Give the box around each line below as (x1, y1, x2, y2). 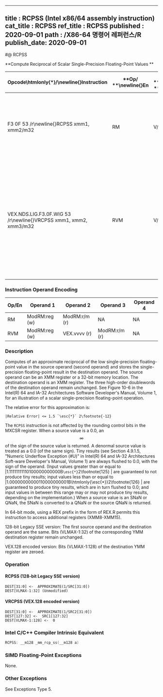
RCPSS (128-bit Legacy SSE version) (5, 573, 80, 579)
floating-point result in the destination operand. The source (24, 369, 143, 375)
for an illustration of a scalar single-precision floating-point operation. (5, 395, 145, 401)
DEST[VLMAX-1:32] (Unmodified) (5, 588, 68, 593)
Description (5, 348, 33, 355)
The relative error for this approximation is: (5, 405, 91, 410)
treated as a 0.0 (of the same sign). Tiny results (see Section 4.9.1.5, (5, 448, 141, 454)
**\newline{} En (112, 81, 149, 88)
